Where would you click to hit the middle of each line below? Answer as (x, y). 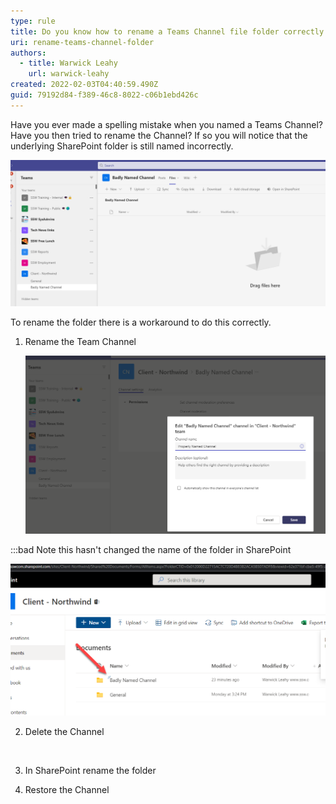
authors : (28, 53)
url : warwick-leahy (69, 74)
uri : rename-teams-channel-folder (82, 42)
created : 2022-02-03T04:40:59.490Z (84, 85)
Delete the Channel (64, 732)
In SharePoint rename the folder (90, 771)
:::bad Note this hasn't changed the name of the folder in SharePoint (151, 549)
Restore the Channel (67, 790)
